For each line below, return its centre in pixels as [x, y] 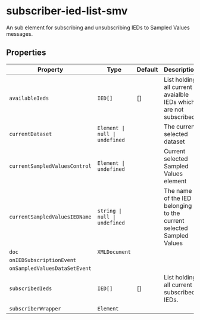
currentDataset [31, 134]
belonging [178, 205]
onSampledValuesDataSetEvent [50, 268]
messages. [20, 33]
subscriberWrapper [35, 308]
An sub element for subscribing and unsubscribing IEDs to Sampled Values [98, 27]
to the [172, 213]
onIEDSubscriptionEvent [43, 260]
